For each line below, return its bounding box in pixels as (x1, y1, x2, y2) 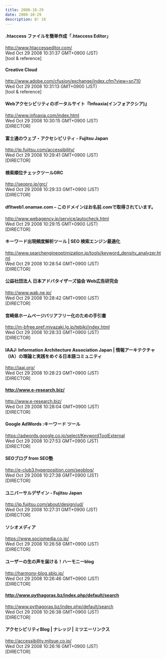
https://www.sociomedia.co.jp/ (5, 536, 69, 542)
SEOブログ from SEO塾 (5, 455, 53, 462)
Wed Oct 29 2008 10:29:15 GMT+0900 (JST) (5, 221, 98, 227)
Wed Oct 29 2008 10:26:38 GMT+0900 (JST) (5, 609, 99, 615)
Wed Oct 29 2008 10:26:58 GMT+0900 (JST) (5, 541, 99, 547)
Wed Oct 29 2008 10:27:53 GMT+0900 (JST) (5, 438, 99, 444)
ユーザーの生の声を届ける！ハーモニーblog (5, 559, 94, 565)
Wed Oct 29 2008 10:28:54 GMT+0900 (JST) (5, 260, 99, 267)
